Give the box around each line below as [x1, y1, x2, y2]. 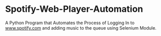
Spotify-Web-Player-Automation [5, 3, 144, 15]
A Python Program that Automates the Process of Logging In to [5, 20, 135, 26]
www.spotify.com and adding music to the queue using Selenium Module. [5, 25, 157, 31]
